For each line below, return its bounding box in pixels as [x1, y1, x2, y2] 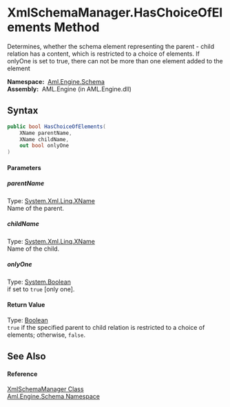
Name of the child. [7, 244, 60, 253]
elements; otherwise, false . [7, 331, 86, 339]
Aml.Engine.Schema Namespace [7, 393, 100, 401]
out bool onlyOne [19, 143, 70, 149]
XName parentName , [19, 129, 72, 136]
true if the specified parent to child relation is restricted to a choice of [7, 323, 205, 331]
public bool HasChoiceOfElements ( [7, 123, 107, 130]
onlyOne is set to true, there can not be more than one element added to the [7, 56, 224, 65]
